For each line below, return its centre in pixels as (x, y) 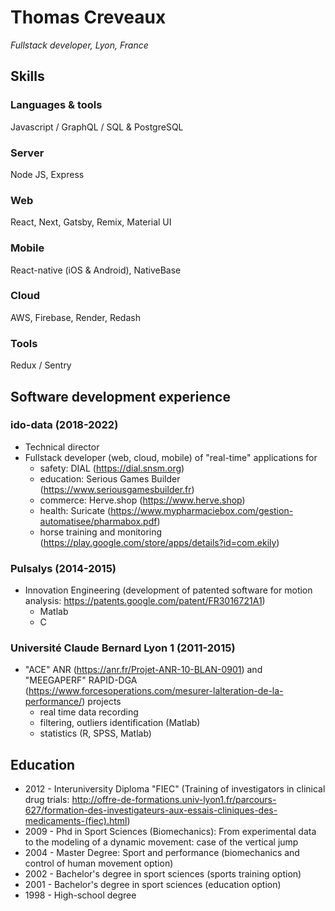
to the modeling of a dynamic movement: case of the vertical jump (161, 842)
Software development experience (120, 396)
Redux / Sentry (41, 365)
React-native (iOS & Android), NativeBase (96, 270)
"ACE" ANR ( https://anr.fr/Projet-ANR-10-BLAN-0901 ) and (143, 670)
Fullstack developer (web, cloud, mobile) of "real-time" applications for (171, 457)
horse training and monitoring (101, 532)
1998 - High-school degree (80, 895)
